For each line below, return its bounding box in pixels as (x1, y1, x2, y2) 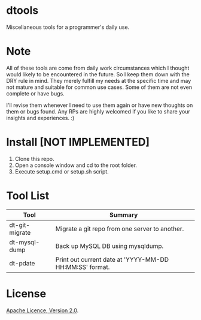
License (6, 286, 47, 300)
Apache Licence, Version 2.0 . (6, 307, 79, 314)
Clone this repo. (14, 155, 54, 162)
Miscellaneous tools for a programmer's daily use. (6, 23, 130, 31)
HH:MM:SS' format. (55, 262, 110, 271)
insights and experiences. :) (6, 114, 75, 121)
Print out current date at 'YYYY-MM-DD (55, 255, 169, 264)
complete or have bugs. (6, 89, 65, 97)
